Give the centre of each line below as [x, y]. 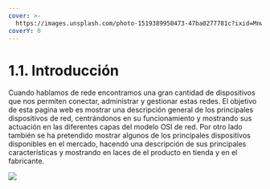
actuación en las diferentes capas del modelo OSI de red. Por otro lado [125, 127]
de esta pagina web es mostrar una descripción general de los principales [131, 110]
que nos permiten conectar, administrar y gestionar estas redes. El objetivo [133, 101]
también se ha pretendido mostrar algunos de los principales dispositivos [129, 136]
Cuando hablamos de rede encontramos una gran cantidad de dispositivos [132, 92]
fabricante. [27, 161]
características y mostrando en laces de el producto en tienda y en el [123, 153]
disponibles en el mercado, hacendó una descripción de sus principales [127, 144]
